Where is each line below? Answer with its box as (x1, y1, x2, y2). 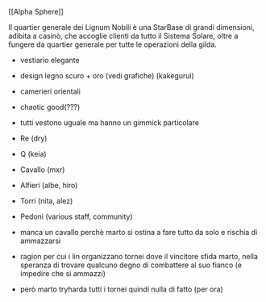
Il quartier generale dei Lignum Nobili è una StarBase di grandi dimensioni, (8, 23, 256, 31)
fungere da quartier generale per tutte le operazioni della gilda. (8, 40, 218, 49)
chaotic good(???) (19, 103, 81, 111)
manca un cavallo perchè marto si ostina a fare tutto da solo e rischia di (19, 228, 258, 237)
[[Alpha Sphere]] (8, 7, 64, 16)
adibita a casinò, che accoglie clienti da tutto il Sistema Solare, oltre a (8, 31, 239, 40)
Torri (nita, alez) (19, 196, 73, 205)
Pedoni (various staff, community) (19, 212, 133, 221)
